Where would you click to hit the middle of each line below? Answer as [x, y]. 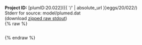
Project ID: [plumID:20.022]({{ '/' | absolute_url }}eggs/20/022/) [71, 8]
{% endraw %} [20, 38]
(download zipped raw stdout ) [36, 18]
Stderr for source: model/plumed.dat [43, 13]
